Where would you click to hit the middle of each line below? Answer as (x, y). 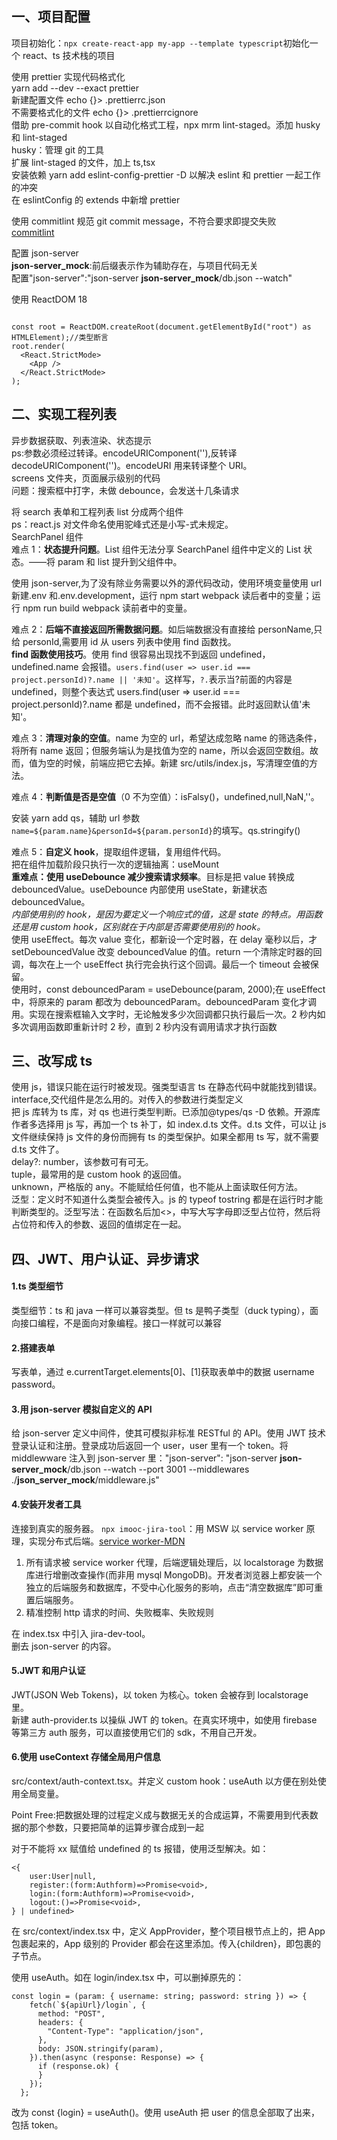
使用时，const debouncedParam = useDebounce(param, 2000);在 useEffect (168, 989)
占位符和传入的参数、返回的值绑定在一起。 (99, 1224)
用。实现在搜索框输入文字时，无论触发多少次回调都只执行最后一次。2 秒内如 (168, 1014)
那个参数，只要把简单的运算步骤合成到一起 (116, 1828)
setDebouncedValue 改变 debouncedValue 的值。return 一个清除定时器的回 (167, 951)
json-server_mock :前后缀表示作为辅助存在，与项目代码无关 (135, 265)
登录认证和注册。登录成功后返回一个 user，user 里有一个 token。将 (150, 1446)
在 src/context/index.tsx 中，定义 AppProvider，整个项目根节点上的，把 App (168, 1931)
